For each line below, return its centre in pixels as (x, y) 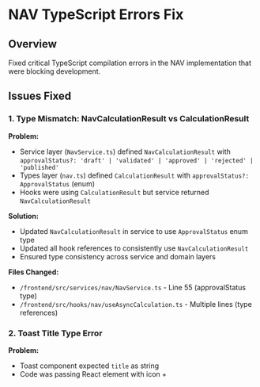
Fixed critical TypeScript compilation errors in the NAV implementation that (130, 63)
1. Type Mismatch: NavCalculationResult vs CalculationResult (129, 119)
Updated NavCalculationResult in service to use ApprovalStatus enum (134, 231)
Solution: (24, 216)
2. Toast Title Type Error (55, 333)
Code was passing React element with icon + (93, 374)
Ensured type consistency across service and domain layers (117, 256)
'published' (39, 167)
